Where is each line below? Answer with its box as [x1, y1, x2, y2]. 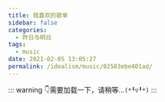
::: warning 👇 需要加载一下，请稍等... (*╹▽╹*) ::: [8, 85, 157, 94]
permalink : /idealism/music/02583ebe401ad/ [8, 63, 153, 71]
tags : [8, 41, 26, 49]
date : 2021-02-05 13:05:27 [8, 56, 97, 64]
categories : [8, 26, 47, 34]
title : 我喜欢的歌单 [8, 11, 68, 20]
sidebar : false [8, 19, 58, 27]
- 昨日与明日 [15, 33, 53, 42]
